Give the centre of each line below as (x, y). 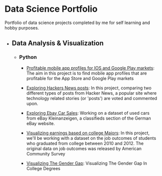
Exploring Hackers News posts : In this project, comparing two (89, 88)
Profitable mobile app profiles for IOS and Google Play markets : (90, 68)
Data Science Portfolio (51, 9)
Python (28, 57)
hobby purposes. (22, 27)
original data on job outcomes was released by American (84, 149)
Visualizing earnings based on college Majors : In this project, (88, 133)
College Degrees (43, 168)
